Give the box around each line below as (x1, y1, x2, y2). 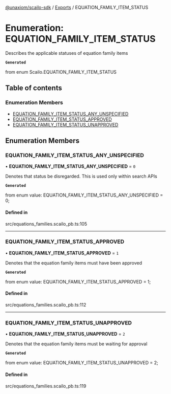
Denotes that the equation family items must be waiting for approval (5, 341, 148, 347)
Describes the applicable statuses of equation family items (5, 50, 128, 56)
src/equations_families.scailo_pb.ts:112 (5, 302, 87, 308)
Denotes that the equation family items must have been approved (5, 259, 142, 266)
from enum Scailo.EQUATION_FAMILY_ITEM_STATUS (5, 69, 117, 75)
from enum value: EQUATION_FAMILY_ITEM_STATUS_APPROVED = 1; (5, 278, 151, 284)
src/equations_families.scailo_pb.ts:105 (5, 221, 88, 227)
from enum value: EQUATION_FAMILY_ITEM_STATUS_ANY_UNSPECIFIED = (5, 192, 163, 199)
